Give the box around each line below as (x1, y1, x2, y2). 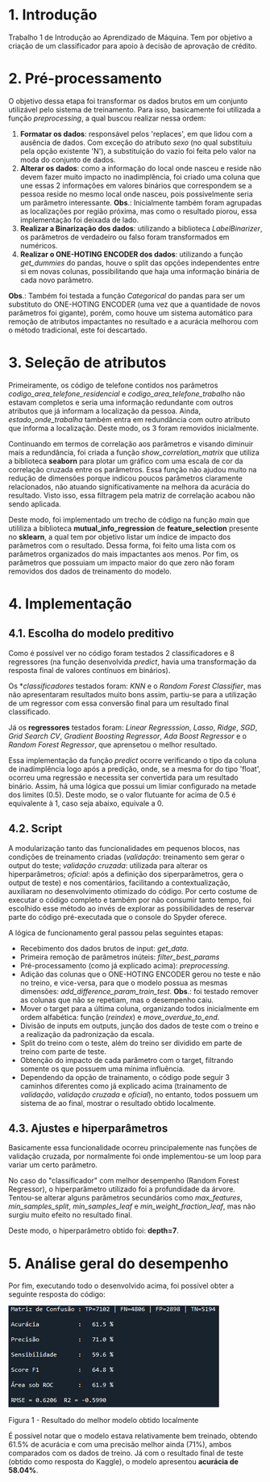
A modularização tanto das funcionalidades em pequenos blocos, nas (8, 843, 240, 853)
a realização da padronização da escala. (19, 1029, 155, 1039)
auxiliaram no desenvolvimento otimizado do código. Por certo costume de (8, 886, 258, 896)
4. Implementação (8, 595, 132, 612)
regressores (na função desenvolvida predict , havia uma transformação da (8, 657, 256, 667)
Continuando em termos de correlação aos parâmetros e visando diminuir (8, 438, 254, 448)
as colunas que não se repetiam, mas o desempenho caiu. (19, 995, 214, 1005)
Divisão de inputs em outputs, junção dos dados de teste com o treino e (19, 1021, 260, 1031)
